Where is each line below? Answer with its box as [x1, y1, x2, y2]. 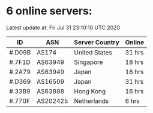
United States [74, 48, 112, 56]
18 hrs [125, 58, 144, 66]
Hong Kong [74, 87, 106, 95]
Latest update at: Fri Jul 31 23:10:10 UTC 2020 [6, 24, 121, 31]
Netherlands [74, 97, 109, 105]
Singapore [74, 58, 103, 66]
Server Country [74, 38, 120, 46]
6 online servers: [6, 4, 92, 18]
